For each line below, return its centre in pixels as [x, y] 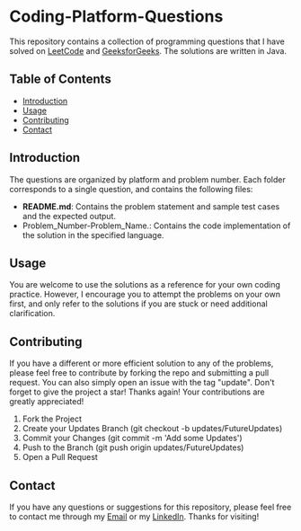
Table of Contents [61, 80]
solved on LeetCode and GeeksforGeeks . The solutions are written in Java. [148, 50]
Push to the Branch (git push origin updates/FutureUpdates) [133, 447]
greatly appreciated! [47, 402]
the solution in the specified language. [93, 235]
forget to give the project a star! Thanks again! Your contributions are [137, 392]
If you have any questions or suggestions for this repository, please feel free [150, 507]
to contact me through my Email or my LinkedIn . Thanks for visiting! [134, 517]
